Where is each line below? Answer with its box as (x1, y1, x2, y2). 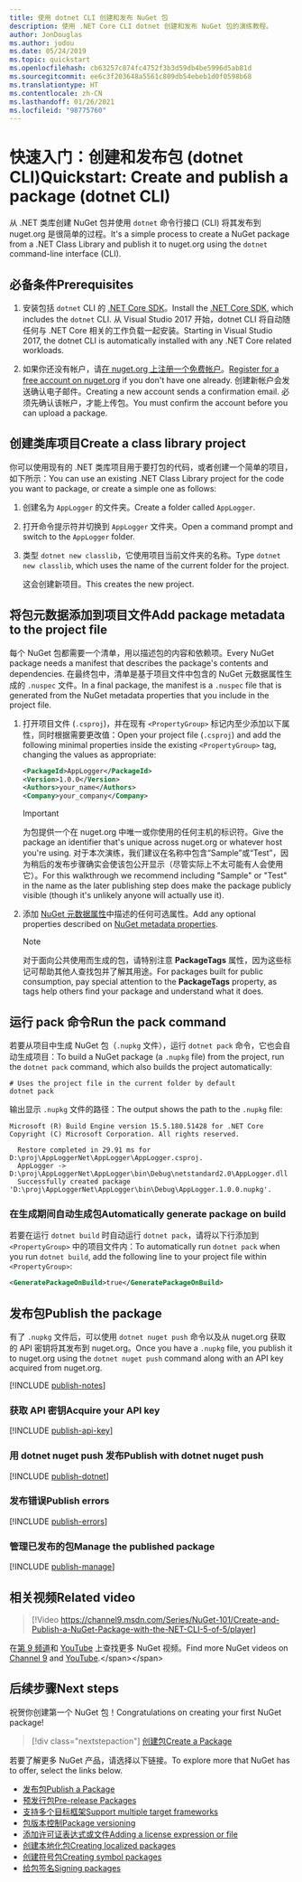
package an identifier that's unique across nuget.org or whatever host (22, 837, 282, 847)
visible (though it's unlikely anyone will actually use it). (22, 890, 224, 901)
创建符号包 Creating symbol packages (22, 1851, 162, 1862)
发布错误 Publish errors (9, 1494, 110, 1507)
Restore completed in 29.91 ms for (17, 1145, 151, 1155)
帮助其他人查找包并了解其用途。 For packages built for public (38, 966, 264, 977)
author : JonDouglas (9, 30, 83, 39)
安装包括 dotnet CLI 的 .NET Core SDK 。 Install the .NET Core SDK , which (22, 303, 294, 313)
